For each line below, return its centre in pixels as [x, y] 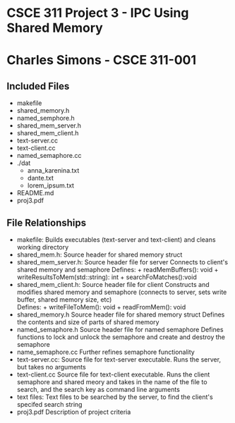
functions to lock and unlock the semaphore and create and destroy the [121, 337]
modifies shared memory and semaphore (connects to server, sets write [122, 292]
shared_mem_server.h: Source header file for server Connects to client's [122, 262]
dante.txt [41, 178]
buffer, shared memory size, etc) [64, 300]
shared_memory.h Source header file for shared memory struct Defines [121, 314]
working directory [43, 247]
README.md [35, 193]
